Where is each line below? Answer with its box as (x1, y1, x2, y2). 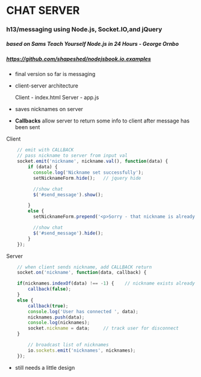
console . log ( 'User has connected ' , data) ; (28, 308, 138, 314)
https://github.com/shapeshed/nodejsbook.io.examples (6, 55, 152, 63)
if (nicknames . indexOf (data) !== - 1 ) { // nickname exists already (17, 280, 196, 287)
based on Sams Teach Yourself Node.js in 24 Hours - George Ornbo (6, 40, 179, 47)
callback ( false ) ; (28, 286, 71, 293)
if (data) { (28, 164, 58, 170)
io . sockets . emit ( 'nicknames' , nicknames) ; (28, 347, 136, 353)
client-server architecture (14, 82, 78, 89)
